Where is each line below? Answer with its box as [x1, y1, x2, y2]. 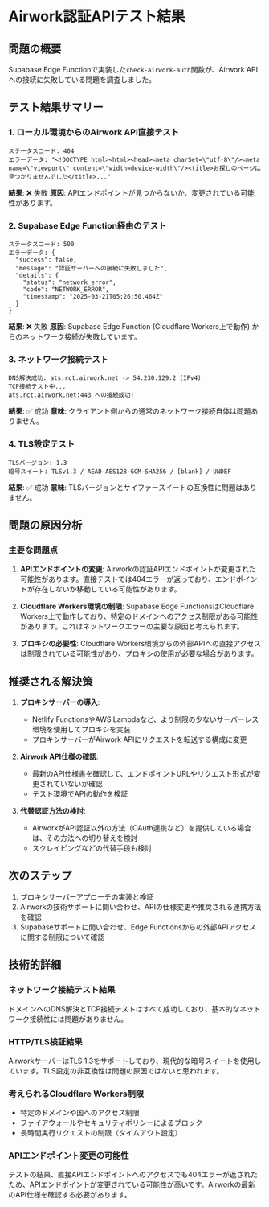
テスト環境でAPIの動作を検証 [31, 789, 128, 799]
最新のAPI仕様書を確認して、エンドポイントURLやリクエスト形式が [31, 769, 255, 779]
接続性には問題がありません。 [29, 1014, 128, 1024]
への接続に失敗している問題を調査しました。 [8, 75, 157, 84]
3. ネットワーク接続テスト [8, 353, 109, 365]
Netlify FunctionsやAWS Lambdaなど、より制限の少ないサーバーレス [31, 715, 259, 724]
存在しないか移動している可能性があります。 [34, 584, 181, 594]
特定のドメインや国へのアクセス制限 [19, 1108, 141, 1118]
